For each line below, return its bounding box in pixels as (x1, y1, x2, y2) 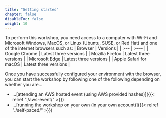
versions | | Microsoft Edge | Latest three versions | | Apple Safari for (5, 56, 147, 62)
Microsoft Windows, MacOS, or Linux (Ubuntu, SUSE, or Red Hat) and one (5, 40, 158, 46)
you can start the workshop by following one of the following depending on (5, 76, 160, 82)
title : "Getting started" (5, 7, 59, 12)
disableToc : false (5, 16, 43, 21)
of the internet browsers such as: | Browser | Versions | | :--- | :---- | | (5, 45, 149, 51)
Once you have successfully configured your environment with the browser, (5, 71, 161, 77)
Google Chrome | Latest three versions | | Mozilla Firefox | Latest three (5, 51, 150, 57)
